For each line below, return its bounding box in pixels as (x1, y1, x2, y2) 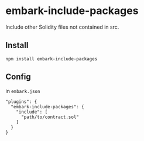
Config (5, 72, 31, 82)
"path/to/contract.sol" (20, 114, 80, 120)
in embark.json (5, 87, 40, 94)
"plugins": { (5, 98, 37, 105)
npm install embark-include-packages (5, 56, 98, 62)
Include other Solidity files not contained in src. (5, 23, 119, 30)
